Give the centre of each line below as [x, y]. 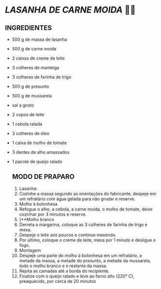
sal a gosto [23, 105]
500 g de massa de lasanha [40, 39]
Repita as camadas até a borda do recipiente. [64, 271]
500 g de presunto [30, 86]
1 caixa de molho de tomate [39, 143]
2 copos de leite [28, 114]
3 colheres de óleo [31, 133]
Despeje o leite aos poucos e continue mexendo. [68, 235]
